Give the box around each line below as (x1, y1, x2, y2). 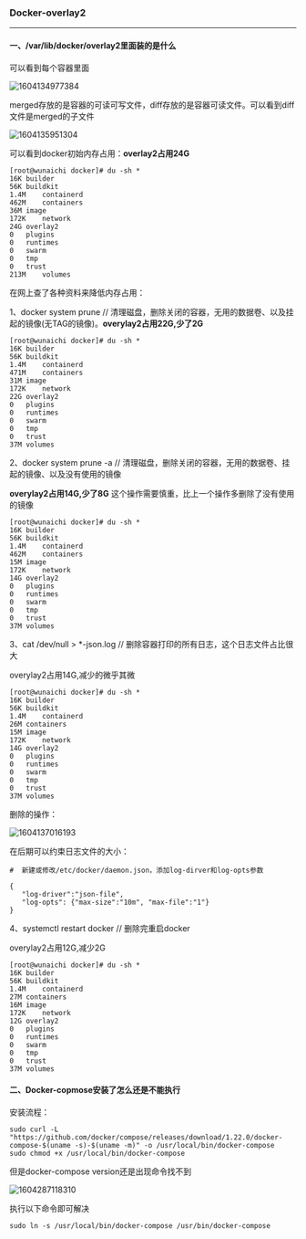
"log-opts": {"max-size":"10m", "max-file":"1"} (21, 898, 209, 907)
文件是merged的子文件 (9, 110, 95, 121)
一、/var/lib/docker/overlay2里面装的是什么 (9, 39, 177, 51)
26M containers (9, 719, 67, 729)
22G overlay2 (9, 392, 59, 401)
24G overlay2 (9, 222, 59, 231)
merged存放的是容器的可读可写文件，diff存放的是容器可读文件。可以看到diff (9, 99, 295, 110)
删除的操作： (9, 808, 57, 819)
